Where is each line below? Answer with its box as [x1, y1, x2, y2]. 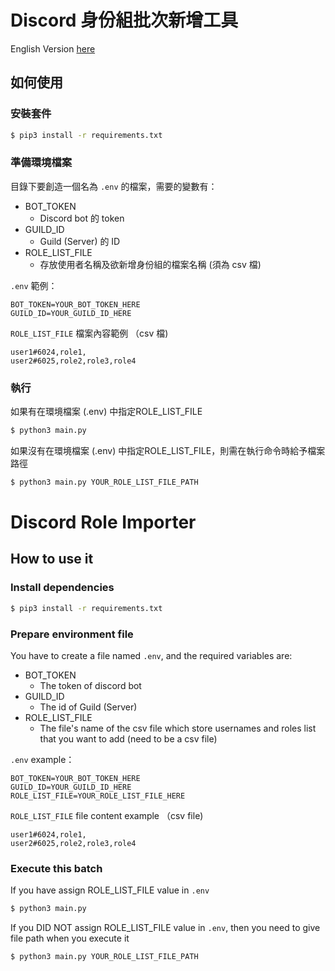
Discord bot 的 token [39, 212, 125, 224]
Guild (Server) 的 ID [39, 235, 121, 247]
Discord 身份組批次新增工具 [10, 9, 239, 32]
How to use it [10, 551, 94, 568]
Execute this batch [10, 861, 103, 875]
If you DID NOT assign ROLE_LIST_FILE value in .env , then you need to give [10, 922, 321, 934]
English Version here [10, 42, 96, 55]
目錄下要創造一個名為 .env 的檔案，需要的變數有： [10, 180, 218, 192]
